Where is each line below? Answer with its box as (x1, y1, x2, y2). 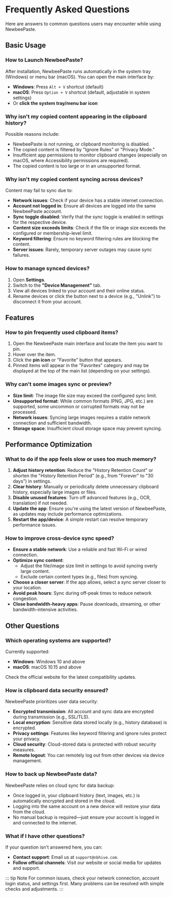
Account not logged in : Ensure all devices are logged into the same (12, 203, 156, 209)
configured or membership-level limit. (12, 230, 93, 236)
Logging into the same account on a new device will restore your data (12, 803, 161, 809)
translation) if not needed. (12, 500, 68, 506)
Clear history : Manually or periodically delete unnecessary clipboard (12, 484, 159, 490)
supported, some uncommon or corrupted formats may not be (12, 403, 145, 410)
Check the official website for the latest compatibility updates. (5, 674, 137, 680)
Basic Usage (5, 41, 46, 50)
